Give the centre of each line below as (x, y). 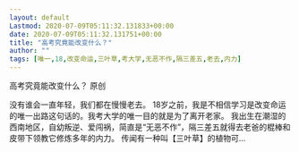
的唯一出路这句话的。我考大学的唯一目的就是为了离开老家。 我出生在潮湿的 (148, 116)
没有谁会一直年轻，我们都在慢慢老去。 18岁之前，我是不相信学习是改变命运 (148, 105)
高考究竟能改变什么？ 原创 (57, 85)
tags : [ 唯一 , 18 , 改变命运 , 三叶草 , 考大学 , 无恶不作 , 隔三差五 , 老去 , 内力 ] (125, 59)
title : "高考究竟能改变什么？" (61, 42)
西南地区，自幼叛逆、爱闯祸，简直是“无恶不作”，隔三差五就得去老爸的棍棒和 (150, 127)
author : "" (30, 51)
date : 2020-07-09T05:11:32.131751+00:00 (86, 34)
